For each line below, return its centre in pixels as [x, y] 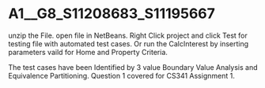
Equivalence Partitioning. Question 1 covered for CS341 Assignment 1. [121, 75]
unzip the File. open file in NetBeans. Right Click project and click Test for [128, 35]
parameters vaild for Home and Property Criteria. [88, 52]
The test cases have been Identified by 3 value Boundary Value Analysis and [133, 67]
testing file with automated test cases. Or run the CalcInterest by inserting [129, 43]
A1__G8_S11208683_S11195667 [112, 14]
